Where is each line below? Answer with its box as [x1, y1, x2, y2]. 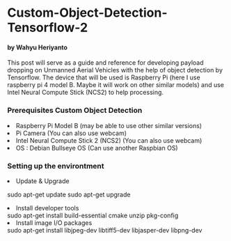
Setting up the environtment [7, 161, 104, 171]
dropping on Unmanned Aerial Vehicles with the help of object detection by [7, 66, 223, 75]
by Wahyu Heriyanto [7, 43, 68, 52]
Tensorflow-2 [7, 20, 88, 36]
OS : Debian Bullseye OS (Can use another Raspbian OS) [16, 143, 179, 152]
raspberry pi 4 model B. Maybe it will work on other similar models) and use [7, 81, 225, 89]
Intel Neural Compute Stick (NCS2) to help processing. [7, 88, 164, 97]
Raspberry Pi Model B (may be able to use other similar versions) [16, 121, 202, 130]
